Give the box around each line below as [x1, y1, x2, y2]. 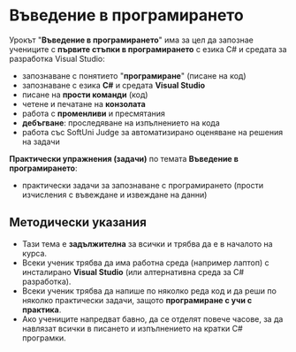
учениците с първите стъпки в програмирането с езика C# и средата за [9, 43, 287, 54]
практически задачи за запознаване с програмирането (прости [21, 180, 264, 190]
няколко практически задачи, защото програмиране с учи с [21, 295, 253, 305]
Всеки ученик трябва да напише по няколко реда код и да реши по [21, 285, 277, 296]
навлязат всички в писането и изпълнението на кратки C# [21, 323, 243, 333]
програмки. [21, 333, 66, 343]
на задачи [21, 136, 60, 147]
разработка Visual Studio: [9, 53, 106, 64]
